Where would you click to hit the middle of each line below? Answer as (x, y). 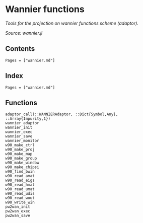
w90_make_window (22, 163)
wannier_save (19, 136)
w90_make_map (19, 154)
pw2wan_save (18, 216)
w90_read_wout (20, 198)
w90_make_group (21, 159)
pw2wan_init (18, 207)
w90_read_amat (20, 176)
